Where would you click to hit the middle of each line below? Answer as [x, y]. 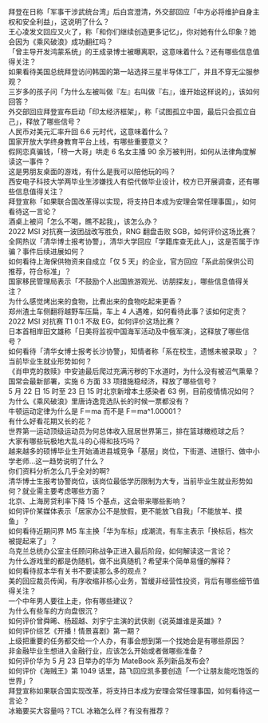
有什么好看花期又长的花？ [50, 421]
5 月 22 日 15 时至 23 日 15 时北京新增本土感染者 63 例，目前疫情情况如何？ [132, 391]
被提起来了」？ [33, 541]
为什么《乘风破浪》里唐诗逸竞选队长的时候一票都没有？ [99, 401]
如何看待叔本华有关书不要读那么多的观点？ [78, 571]
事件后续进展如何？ [53, 251]
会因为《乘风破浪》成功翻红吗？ [61, 42]
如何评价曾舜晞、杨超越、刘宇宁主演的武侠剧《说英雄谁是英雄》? [115, 621]
